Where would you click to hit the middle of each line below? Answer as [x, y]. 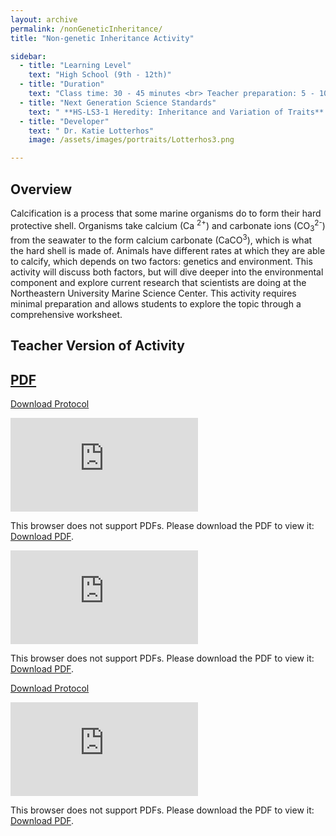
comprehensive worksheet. [66, 315]
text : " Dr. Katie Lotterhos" [91, 131]
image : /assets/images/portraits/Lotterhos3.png [131, 140]
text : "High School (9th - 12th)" [100, 75]
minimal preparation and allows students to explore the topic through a [156, 304]
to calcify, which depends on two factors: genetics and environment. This [161, 262]
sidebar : [28, 56]
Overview [41, 189]
